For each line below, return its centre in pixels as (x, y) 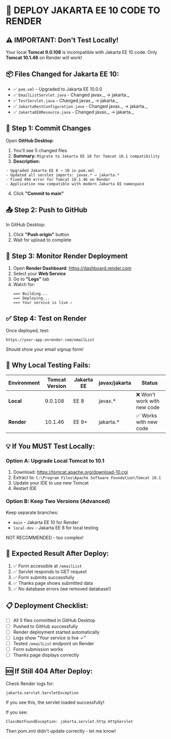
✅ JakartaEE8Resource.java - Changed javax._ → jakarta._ (73, 112)
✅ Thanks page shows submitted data (53, 583)
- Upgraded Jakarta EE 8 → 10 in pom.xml (50, 170)
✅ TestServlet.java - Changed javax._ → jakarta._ (65, 100)
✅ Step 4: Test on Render (46, 318)
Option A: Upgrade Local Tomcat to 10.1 (55, 461)
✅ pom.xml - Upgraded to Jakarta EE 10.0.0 (58, 89)
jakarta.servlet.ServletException (42, 693)
